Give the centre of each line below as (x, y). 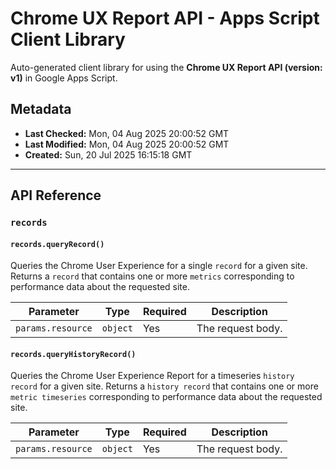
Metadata (41, 109)
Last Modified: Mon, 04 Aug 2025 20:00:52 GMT (127, 144)
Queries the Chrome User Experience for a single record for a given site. (159, 266)
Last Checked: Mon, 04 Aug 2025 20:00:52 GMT (127, 133)
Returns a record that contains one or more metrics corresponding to (152, 276)
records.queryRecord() (57, 244)
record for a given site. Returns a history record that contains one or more (164, 386)
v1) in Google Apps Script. (64, 78)
